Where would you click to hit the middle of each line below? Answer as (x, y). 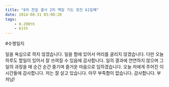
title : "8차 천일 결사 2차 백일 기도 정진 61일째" (52, 10)
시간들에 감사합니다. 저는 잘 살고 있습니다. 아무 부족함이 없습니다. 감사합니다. (80, 73)
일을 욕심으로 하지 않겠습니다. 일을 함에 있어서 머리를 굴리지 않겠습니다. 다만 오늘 (84, 54)
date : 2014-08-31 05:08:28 (34, 15)
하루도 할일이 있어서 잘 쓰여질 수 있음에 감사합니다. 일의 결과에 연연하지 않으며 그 (84, 60)
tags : (11, 19)
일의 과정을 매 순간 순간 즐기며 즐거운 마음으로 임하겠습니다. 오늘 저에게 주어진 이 (84, 67)
